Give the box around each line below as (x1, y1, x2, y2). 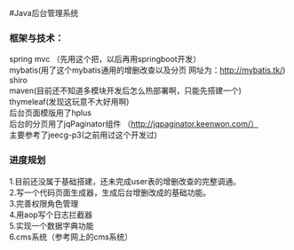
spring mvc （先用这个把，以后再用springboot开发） (9, 54, 202, 65)
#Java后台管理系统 (9, 8, 79, 18)
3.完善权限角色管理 (9, 198, 79, 208)
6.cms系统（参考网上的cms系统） (9, 231, 133, 242)
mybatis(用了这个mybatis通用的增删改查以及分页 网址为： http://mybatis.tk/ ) (9, 65, 286, 75)
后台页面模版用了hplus (9, 107, 91, 118)
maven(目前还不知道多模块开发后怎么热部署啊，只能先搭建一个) (9, 85, 242, 96)
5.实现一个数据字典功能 (9, 220, 94, 230)
